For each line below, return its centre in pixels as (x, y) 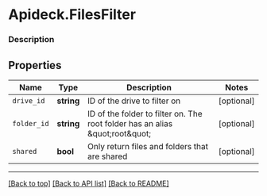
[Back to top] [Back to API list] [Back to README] (89, 183)
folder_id (31, 123)
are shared (107, 156)
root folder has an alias (130, 123)
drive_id (29, 100)
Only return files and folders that (148, 146)
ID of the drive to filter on (134, 101)
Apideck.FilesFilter (72, 15)
